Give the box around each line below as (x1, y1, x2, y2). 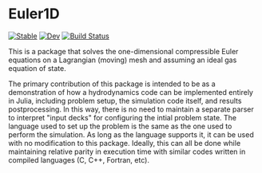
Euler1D (8, 5, 60, 23)
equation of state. (8, 63, 66, 73)
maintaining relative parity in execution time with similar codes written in (8, 147, 246, 156)
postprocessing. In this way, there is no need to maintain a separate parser (8, 104, 254, 114)
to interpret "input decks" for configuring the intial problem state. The (8, 112, 237, 122)
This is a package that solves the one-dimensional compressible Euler (8, 46, 239, 56)
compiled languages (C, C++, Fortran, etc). (8, 155, 150, 164)
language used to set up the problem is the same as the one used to (8, 121, 232, 131)
